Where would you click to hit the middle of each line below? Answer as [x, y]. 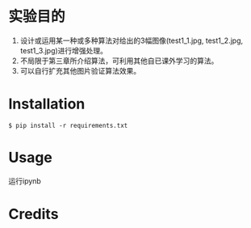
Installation [47, 104]
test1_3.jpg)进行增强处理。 [63, 50]
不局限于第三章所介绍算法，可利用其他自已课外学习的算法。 [119, 61]
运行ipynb [25, 181]
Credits [33, 214]
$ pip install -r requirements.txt [68, 125]
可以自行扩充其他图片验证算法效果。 [80, 70]
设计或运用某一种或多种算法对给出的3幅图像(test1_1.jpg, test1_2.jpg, [132, 40]
